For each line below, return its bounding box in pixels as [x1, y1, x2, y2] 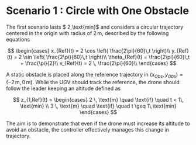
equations [6, 36, 30, 43]
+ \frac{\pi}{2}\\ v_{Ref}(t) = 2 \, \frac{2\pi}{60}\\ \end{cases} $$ [20, 60, 177, 67]
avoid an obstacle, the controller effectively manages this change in [6, 126, 170, 133]
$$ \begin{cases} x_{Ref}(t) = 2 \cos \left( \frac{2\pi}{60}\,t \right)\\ [8, 47, 171, 54]
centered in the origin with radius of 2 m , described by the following [6, 29, 169, 36]
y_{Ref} [171, 47, 189, 54]
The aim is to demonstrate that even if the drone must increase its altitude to [6, 120, 190, 127]
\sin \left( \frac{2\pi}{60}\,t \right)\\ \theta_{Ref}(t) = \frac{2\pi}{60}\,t [23, 53, 190, 60]
